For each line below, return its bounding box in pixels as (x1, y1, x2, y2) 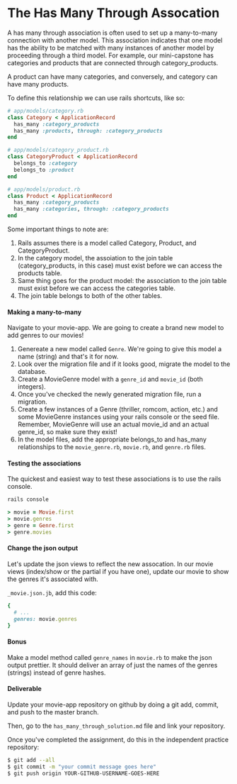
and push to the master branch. (7, 707, 99, 716)
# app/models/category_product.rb (7, 147, 110, 154)
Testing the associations (7, 459, 81, 468)
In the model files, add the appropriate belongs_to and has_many (17, 435, 207, 444)
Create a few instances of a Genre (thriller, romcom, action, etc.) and (17, 405, 218, 414)
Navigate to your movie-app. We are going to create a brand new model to (7, 324, 224, 332)
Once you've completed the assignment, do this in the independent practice (7, 735, 229, 744)
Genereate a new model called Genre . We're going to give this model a (17, 345, 222, 353)
